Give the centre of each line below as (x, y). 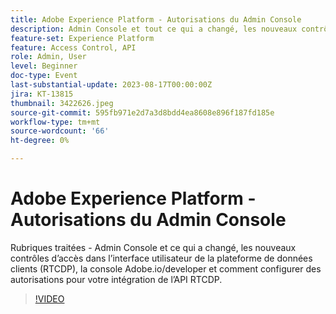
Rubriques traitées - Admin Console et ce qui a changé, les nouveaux (153, 247)
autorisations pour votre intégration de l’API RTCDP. (116, 279)
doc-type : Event (44, 76)
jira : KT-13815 (42, 94)
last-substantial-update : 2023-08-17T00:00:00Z (111, 85)
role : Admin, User (48, 57)
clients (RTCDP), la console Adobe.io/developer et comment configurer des (166, 268)
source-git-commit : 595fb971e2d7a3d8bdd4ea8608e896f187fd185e (142, 112)
